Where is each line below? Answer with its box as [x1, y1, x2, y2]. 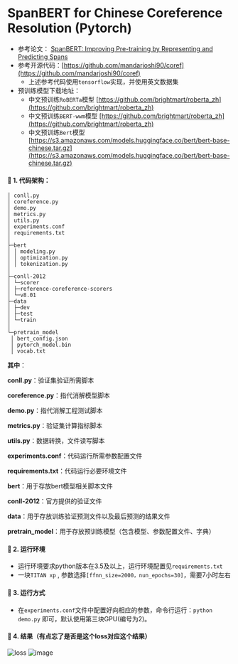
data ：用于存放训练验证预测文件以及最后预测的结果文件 [7, 512, 171, 520]
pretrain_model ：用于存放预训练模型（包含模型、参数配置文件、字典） [7, 528, 215, 536]
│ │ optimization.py [7, 255, 69, 262]
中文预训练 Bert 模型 [28, 128, 85, 136]
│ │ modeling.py [7, 248, 55, 255]
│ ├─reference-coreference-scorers [7, 286, 113, 293]
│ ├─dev [7, 304, 31, 311]
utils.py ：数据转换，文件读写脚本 [7, 437, 105, 445]
